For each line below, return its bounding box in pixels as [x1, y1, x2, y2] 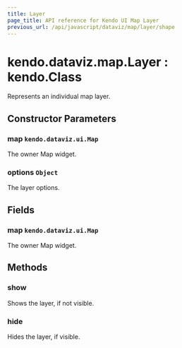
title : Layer [7, 10, 46, 18]
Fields [7, 204, 35, 216]
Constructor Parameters [7, 112, 116, 124]
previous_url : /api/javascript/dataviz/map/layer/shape [7, 23, 175, 30]
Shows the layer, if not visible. [7, 299, 95, 307]
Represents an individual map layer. [7, 92, 111, 101]
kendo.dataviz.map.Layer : [7, 54, 169, 70]
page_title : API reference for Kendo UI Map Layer [7, 17, 159, 24]
